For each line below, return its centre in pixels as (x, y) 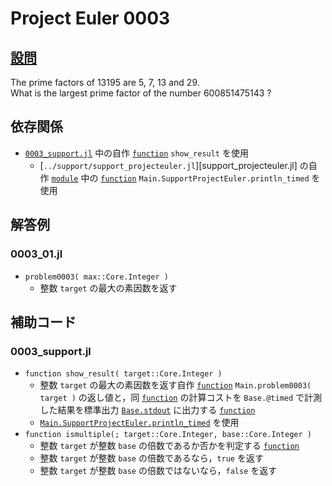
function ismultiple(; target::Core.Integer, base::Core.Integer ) (168, 435)
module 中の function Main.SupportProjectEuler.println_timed (180, 178)
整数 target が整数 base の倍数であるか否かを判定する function (169, 446)
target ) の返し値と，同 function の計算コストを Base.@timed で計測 (181, 398)
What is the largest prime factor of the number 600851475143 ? (141, 93)
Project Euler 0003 (90, 18)
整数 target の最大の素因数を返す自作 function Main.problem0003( (175, 385)
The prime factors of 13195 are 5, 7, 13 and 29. (105, 82)
